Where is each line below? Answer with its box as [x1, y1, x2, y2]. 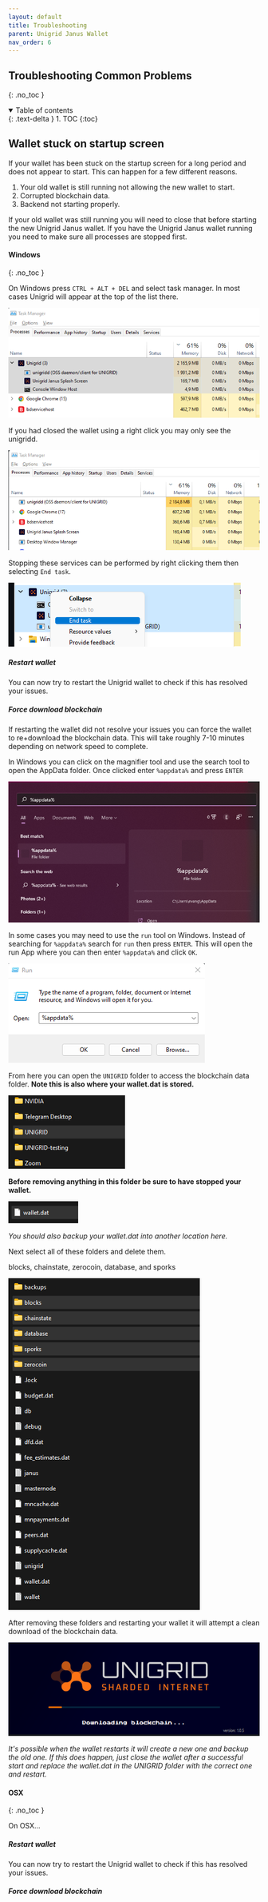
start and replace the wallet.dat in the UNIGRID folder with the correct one [8, 1761, 253, 1771]
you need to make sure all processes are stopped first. [8, 232, 187, 241]
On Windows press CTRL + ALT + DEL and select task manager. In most [8, 284, 241, 293]
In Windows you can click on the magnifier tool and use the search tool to [8, 756, 250, 767]
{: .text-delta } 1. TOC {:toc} [8, 114, 98, 124]
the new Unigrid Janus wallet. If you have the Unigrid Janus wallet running [8, 223, 253, 233]
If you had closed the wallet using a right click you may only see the [8, 425, 231, 435]
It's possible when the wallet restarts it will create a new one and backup [8, 1744, 249, 1754]
